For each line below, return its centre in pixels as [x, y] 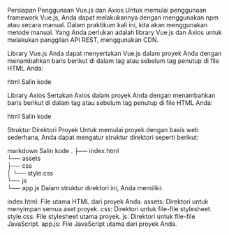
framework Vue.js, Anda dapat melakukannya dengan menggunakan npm [113, 17]
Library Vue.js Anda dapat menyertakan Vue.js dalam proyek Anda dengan [114, 53]
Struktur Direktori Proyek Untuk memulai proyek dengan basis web [103, 130]
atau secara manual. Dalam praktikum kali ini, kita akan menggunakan [108, 25]
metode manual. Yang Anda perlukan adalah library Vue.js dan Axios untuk [114, 32]
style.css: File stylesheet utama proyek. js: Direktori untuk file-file [101, 216]
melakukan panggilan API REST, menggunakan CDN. [83, 40]
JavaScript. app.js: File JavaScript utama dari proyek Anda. [92, 224]
